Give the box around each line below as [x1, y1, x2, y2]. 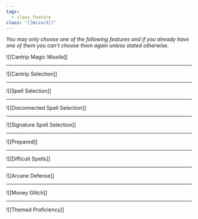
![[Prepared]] [6, 138, 38, 145]
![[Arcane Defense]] [6, 172, 55, 179]
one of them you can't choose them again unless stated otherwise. [6, 42, 169, 49]
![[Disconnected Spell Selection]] [6, 104, 87, 112]
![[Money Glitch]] [6, 189, 48, 197]
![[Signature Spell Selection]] [6, 122, 77, 129]
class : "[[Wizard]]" [6, 19, 57, 25]
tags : [6, 8, 19, 15]
